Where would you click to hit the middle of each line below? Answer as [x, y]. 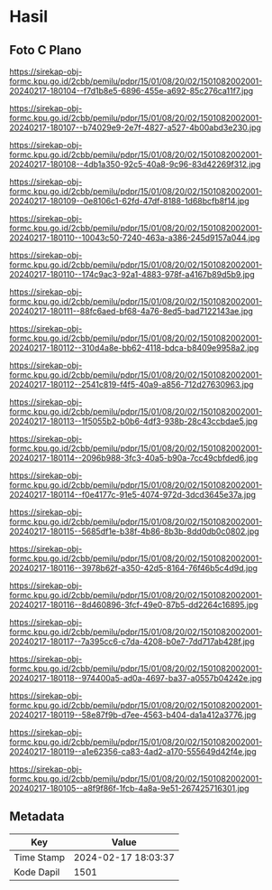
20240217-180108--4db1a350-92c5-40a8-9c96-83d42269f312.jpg [135, 164]
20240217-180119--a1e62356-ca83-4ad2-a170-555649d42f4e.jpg [133, 751]
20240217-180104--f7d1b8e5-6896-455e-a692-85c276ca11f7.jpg [131, 91]
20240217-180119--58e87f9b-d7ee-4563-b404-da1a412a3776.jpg [133, 715]
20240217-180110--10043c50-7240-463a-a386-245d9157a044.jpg [135, 238]
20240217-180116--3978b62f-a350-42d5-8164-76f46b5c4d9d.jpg [134, 568]
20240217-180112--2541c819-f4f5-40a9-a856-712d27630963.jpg [131, 384]
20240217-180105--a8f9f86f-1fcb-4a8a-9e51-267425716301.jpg [129, 788]
